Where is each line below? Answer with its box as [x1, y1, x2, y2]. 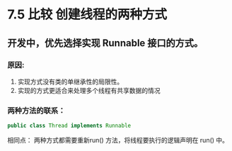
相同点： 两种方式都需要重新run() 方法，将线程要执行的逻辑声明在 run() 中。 [7, 136, 228, 145]
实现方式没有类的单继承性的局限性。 [17, 77, 124, 86]
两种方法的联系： [7, 106, 66, 116]
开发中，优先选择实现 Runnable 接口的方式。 [7, 37, 204, 49]
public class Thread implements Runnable [7, 122, 132, 130]
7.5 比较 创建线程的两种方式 [7, 6, 168, 23]
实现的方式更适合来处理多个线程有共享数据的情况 [17, 86, 161, 94]
